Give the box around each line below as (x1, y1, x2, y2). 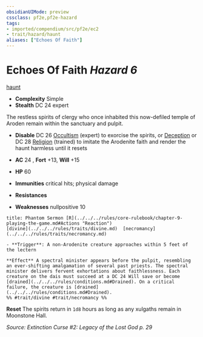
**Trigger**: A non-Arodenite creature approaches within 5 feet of (12, 241, 188, 248)
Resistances (15, 191, 47, 199)
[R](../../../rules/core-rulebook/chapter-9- (65, 215, 183, 221)
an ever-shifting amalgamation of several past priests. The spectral (6, 262, 188, 269)
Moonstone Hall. (6, 311, 47, 319)
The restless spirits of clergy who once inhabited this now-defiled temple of (6, 113, 196, 120)
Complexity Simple (15, 95, 64, 102)
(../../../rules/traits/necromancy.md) (6, 231, 107, 237)
